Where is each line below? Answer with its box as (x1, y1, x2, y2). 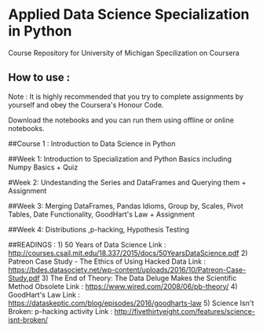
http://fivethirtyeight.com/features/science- (114, 306, 255, 316)
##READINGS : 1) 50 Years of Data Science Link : (8, 239, 166, 249)
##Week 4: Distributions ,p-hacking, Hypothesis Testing (8, 224, 190, 234)
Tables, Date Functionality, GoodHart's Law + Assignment (8, 210, 195, 219)
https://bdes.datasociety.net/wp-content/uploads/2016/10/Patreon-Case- (8, 265, 247, 274)
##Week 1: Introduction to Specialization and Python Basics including (8, 154, 232, 163)
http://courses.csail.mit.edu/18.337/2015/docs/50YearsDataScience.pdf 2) (8, 248, 249, 257)
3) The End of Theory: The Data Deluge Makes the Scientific (42, 273, 237, 283)
